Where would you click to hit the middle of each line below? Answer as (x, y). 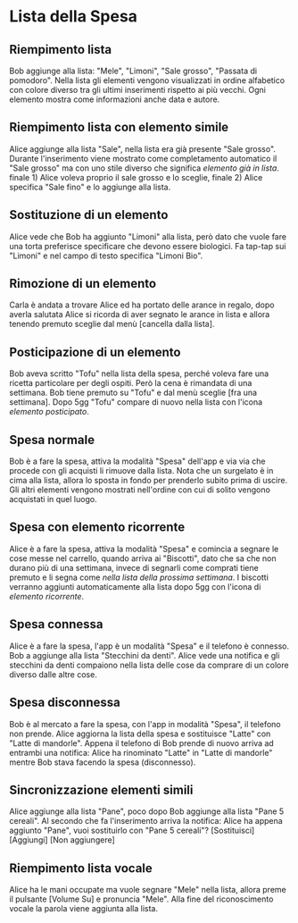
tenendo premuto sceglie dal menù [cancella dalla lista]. (112, 324)
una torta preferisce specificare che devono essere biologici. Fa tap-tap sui (148, 246)
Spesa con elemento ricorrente (97, 528)
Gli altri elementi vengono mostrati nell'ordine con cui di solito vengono (140, 490)
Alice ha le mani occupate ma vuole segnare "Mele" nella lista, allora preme (148, 890)
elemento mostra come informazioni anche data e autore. (115, 99)
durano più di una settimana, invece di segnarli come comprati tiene (134, 567)
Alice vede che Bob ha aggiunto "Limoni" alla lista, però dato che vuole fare (148, 236)
